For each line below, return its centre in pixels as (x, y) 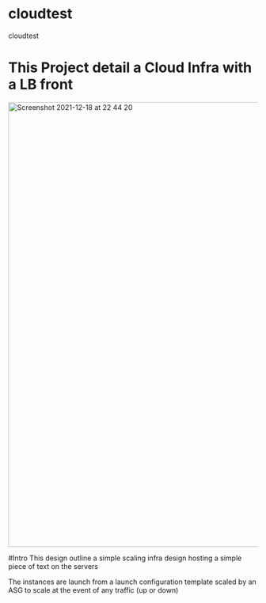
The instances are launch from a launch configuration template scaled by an (133, 582)
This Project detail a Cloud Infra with (130, 68)
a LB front (41, 85)
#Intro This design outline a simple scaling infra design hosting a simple (125, 558)
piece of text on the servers (53, 566)
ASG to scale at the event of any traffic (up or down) (93, 590)
